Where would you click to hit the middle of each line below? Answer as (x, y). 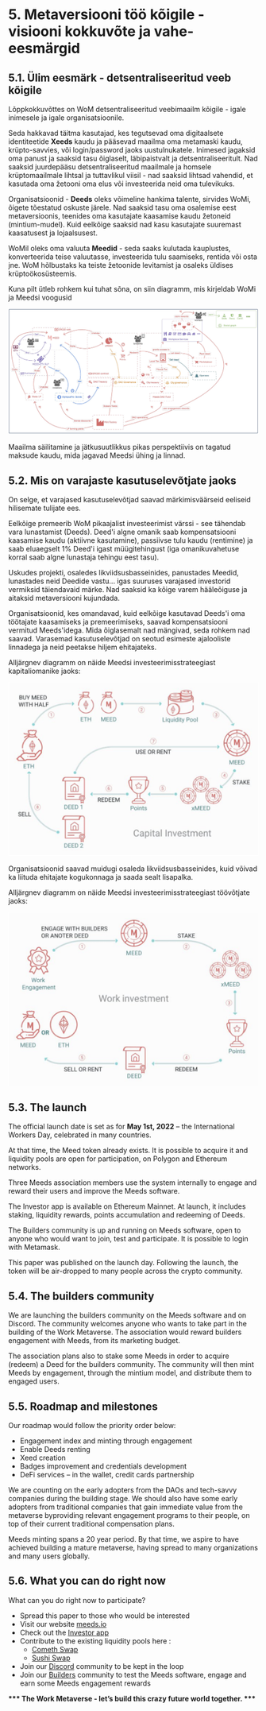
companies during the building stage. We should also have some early (123, 1498)
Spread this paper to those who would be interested (105, 1616)
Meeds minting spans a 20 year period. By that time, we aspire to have (124, 1539)
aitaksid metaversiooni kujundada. (64, 598)
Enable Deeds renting (55, 1449)
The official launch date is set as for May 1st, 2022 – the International (122, 1127)
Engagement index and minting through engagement (106, 1441)
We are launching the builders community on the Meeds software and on (127, 1315)
